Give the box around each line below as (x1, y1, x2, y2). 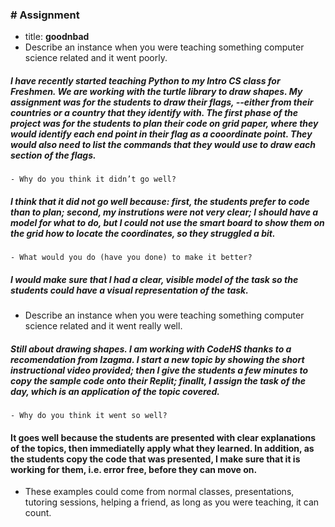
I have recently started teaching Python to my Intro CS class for (10, 74, 281, 87)
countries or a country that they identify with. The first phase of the (10, 106, 299, 118)
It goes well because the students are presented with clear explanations (10, 431, 317, 443)
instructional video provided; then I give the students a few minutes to (10, 364, 309, 376)
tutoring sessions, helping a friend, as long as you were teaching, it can (24, 496, 320, 508)
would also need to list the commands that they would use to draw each (10, 138, 316, 150)
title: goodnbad (24, 31, 90, 43)
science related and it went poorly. (24, 52, 168, 64)
